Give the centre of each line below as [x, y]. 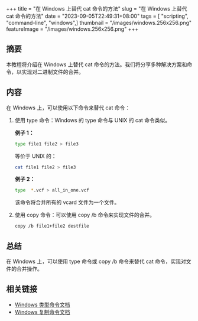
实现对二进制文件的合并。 [53, 72]
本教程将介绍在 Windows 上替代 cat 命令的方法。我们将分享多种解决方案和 [97, 64]
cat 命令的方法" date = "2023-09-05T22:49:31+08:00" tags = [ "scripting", [98, 16]
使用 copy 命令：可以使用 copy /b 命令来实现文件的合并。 [85, 215]
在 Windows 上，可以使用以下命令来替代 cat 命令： [68, 108]
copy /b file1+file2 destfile [52, 226]
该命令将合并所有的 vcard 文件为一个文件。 [67, 202]
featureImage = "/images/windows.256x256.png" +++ [72, 29]
